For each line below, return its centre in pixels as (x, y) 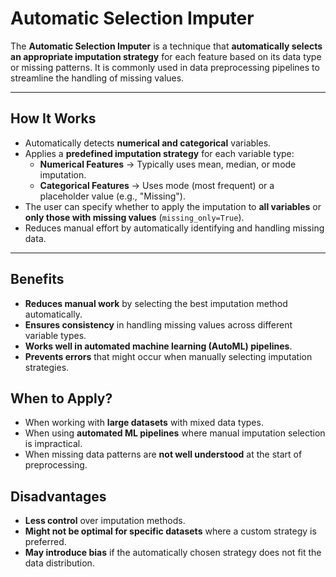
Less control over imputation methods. (105, 521)
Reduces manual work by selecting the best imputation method (156, 303)
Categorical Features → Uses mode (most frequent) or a (157, 185)
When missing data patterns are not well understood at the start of (163, 454)
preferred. (45, 542)
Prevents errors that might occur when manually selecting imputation (168, 356)
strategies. (47, 367)
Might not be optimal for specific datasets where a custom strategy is (170, 531)
